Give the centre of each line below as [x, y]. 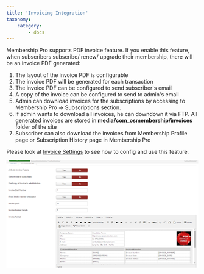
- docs [37, 32]
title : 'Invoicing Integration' [47, 13]
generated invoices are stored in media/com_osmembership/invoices [104, 121]
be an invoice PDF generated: [44, 63]
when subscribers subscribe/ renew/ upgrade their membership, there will [100, 57]
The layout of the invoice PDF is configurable [72, 75]
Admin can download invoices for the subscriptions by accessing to [100, 101]
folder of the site [36, 127]
